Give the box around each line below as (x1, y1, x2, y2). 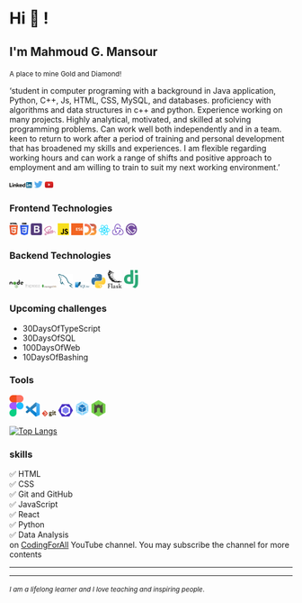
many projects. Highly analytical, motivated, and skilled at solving (9, 114, 252, 124)
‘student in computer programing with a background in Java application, (9, 86, 276, 96)
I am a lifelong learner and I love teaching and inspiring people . (9, 585, 205, 594)
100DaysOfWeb (22, 342, 81, 352)
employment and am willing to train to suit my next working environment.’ (9, 162, 280, 172)
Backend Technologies (9, 249, 111, 261)
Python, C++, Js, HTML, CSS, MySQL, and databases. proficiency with (9, 95, 271, 105)
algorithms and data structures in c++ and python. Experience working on (9, 105, 283, 115)
